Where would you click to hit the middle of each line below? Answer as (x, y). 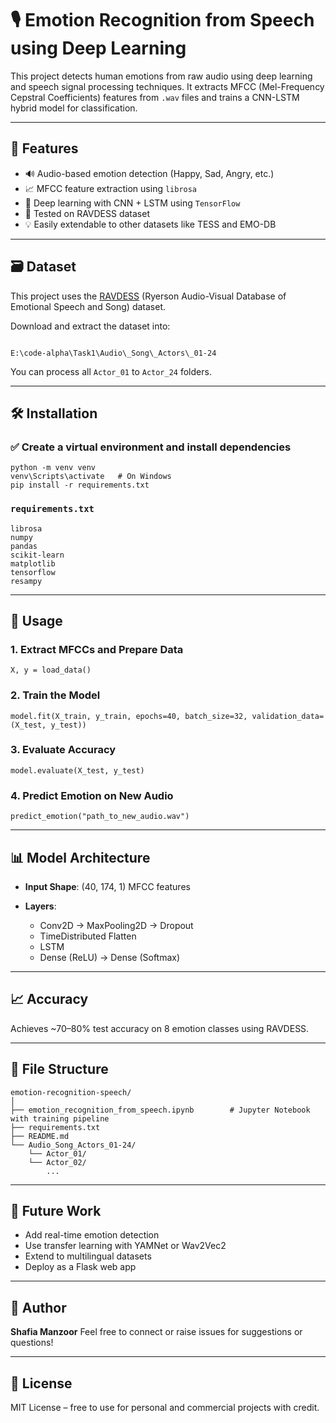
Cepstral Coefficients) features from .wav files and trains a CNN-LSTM (155, 97)
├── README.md (40, 1136)
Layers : (40, 906)
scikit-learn (37, 555)
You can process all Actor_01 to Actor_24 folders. (111, 371)
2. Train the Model (55, 695)
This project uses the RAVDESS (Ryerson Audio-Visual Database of (148, 296)
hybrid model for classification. (74, 108)
